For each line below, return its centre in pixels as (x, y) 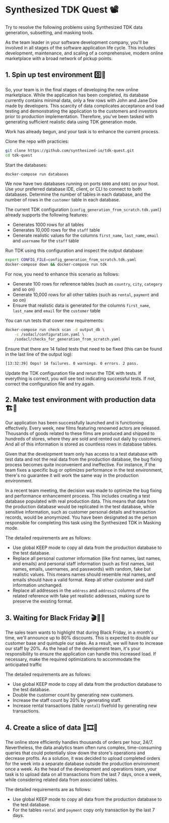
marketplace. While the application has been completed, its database (77, 95)
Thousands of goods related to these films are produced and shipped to (80, 433)
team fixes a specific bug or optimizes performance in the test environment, (84, 470)
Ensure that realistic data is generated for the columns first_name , (81, 305)
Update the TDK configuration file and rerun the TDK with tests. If (73, 373)
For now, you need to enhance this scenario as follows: (62, 274)
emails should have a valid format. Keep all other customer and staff (83, 580)
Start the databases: (26, 165)
